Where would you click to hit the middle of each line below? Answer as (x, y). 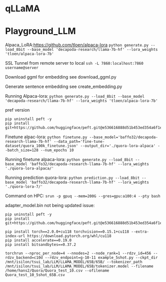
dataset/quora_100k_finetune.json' (42, 146)
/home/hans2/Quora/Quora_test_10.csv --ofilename (57, 271)
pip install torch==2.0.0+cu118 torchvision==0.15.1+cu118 (67, 232)
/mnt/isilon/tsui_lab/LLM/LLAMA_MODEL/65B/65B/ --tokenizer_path (74, 262)
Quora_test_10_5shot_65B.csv (35, 275)
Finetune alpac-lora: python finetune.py (46, 137)
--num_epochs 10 (57, 150)
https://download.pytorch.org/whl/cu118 (69, 236)
